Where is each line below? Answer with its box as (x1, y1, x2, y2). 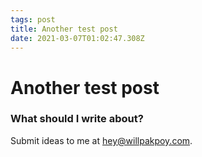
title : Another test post (10, 24, 118, 34)
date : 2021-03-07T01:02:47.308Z (10, 33, 145, 43)
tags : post (10, 14, 56, 25)
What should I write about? (10, 112, 144, 126)
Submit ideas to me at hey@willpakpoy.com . (10, 134, 193, 146)
